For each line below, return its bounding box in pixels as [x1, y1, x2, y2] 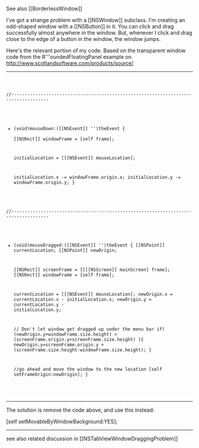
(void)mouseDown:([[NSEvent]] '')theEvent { [14, 125, 126, 131]
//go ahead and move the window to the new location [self [14, 366, 163, 372]
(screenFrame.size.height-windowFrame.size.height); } [14, 347, 152, 353]
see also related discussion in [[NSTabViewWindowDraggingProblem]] [6, 435, 178, 442]
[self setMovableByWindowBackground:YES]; [6, 418, 118, 425]
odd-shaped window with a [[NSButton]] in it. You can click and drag [6, 23, 174, 30]
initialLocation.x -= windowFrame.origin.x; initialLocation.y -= [14, 175, 181, 181]
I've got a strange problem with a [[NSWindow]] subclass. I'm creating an [6, 17, 185, 23]
